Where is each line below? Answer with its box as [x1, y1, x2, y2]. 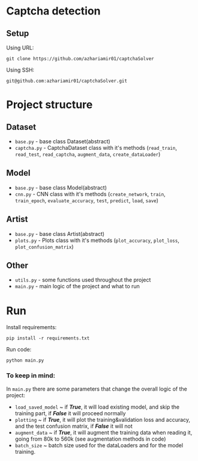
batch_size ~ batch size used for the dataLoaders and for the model [14, 441, 184, 449]
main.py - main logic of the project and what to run [14, 283, 140, 290]
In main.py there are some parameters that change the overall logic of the [6, 385, 187, 392]
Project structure [6, 98, 93, 112]
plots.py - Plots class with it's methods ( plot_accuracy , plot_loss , [14, 237, 180, 244]
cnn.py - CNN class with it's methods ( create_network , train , [14, 190, 166, 197]
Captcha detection [6, 4, 101, 18]
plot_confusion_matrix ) [14, 243, 74, 250]
